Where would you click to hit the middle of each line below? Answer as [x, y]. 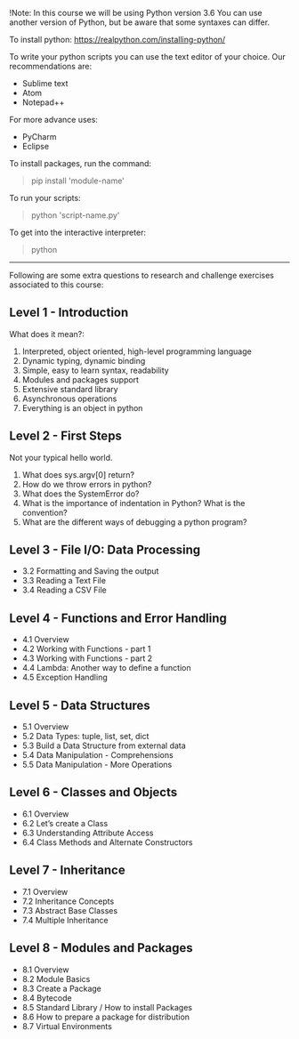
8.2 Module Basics [56, 979]
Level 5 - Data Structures [80, 705]
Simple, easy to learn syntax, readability [95, 370]
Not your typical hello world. [61, 457]
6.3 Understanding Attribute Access [88, 833]
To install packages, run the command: [81, 163]
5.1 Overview [45, 727]
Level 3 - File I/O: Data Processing [105, 550]
